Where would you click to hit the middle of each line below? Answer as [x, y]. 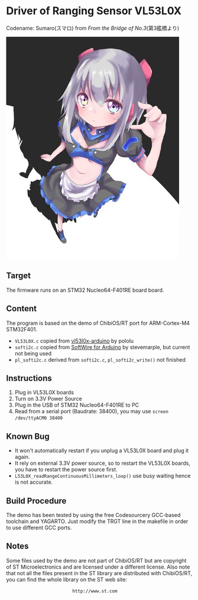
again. [22, 457]
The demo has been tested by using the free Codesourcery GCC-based [93, 515]
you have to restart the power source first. [66, 470]
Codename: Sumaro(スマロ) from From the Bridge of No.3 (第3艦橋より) [93, 28]
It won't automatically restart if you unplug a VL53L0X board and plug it [102, 451]
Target [19, 276]
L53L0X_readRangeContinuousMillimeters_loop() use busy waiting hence [103, 476]
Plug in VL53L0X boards [44, 392]
